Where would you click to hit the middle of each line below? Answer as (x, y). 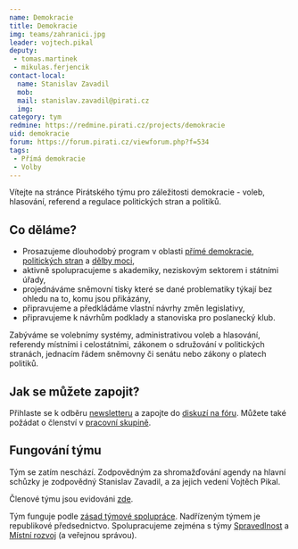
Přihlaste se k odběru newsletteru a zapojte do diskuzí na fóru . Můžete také (148, 413)
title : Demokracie (43, 26)
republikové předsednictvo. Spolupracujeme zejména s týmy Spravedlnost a (149, 525)
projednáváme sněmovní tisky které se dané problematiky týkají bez (147, 289)
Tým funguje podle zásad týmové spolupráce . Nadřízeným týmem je (135, 516)
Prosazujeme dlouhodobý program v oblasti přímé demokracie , (138, 252)
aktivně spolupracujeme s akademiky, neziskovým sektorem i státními (150, 270)
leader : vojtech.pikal (51, 42)
